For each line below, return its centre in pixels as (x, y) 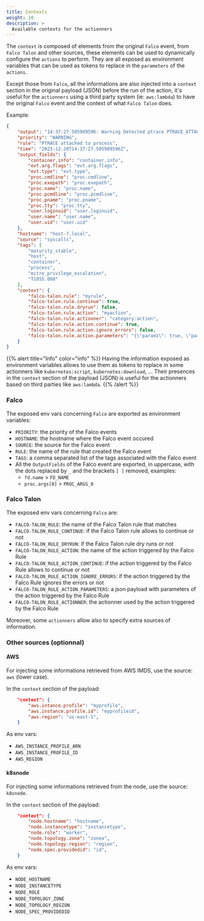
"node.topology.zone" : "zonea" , (69, 839)
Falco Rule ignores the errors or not (59, 583)
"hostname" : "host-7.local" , (54, 234)
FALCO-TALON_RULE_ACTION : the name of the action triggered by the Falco (104, 550)
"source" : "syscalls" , (46, 239)
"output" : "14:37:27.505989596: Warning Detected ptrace (91, 132)
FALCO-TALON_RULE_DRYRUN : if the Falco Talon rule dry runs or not (94, 544)
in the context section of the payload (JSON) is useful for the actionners (97, 378)
